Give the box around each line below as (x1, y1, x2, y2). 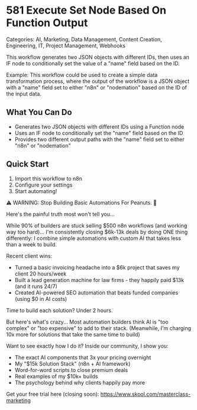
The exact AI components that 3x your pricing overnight (14, 354, 151, 361)
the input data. (6, 90, 41, 97)
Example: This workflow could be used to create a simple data (6, 71, 158, 78)
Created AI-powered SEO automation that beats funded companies (14, 289, 179, 296)
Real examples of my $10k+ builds (14, 373, 98, 380)
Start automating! (14, 187, 57, 194)
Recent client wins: (6, 252, 53, 260)
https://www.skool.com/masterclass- (100, 390, 191, 398)
